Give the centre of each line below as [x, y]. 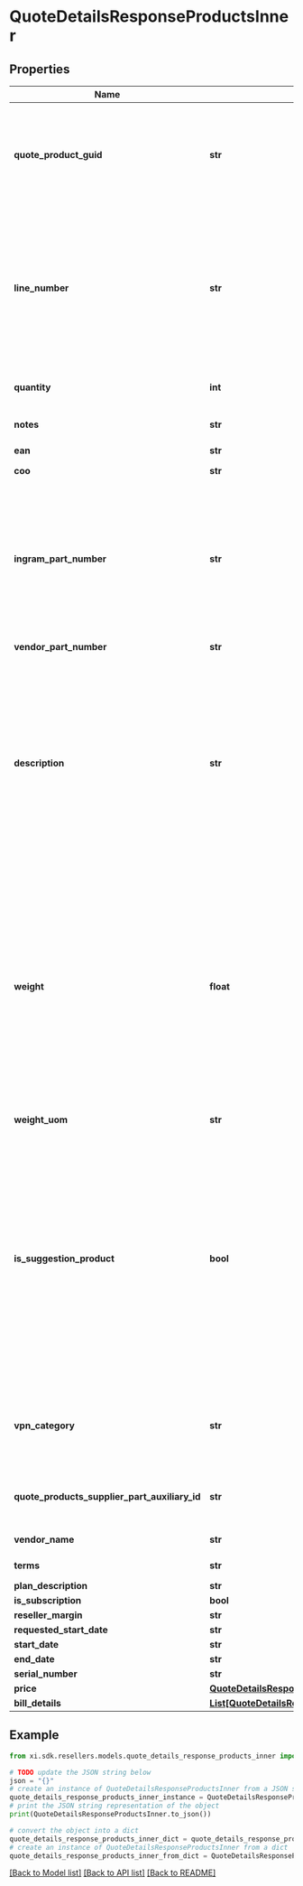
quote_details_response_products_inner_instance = [106, 1798]
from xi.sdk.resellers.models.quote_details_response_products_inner [143, 1756]
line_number [41, 288]
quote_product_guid [58, 155]
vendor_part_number [60, 647]
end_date [35, 1659]
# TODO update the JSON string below [80, 1772]
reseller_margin [48, 1615]
